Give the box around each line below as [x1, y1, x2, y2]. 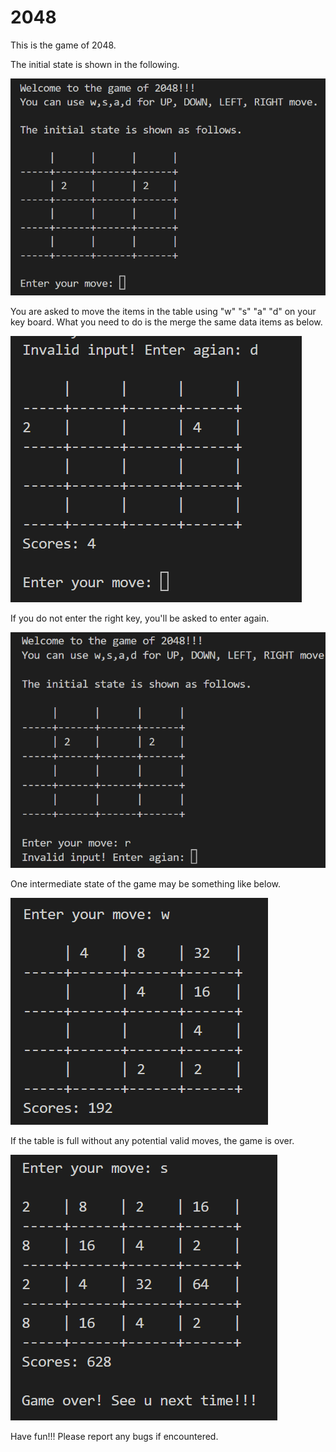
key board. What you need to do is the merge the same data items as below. [10, 316, 323, 328]
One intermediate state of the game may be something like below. [10, 877, 281, 890]
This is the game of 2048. [10, 39, 117, 51]
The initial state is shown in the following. [10, 58, 180, 70]
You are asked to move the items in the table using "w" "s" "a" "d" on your [10, 305, 317, 317]
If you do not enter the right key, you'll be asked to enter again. [10, 612, 270, 624]
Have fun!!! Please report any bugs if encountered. [10, 1430, 219, 1442]
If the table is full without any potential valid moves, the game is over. [10, 1134, 295, 1146]
